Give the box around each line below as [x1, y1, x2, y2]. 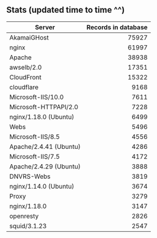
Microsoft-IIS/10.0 [9, 93, 64, 101]
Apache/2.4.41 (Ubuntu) [9, 142, 81, 151]
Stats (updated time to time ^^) [6, 5, 125, 15]
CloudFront [9, 73, 42, 81]
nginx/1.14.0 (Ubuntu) [9, 182, 75, 190]
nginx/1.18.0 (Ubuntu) [9, 112, 75, 121]
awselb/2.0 [9, 63, 42, 71]
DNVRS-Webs [9, 172, 51, 181]
